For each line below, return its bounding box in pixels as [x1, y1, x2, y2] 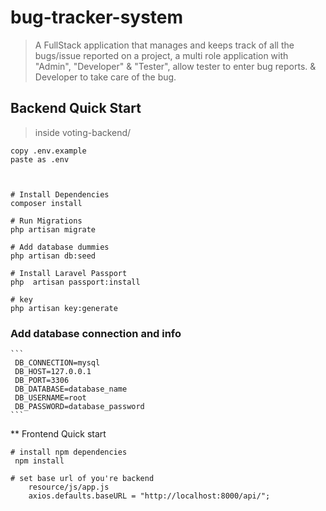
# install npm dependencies [10, 447, 128, 458]
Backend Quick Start [10, 100, 142, 117]
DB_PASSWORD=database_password [14, 402, 145, 412]
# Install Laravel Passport [10, 268, 128, 278]
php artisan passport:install [10, 277, 141, 287]
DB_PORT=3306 [14, 376, 70, 386]
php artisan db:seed [10, 251, 97, 261]
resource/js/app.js [28, 482, 110, 493]
